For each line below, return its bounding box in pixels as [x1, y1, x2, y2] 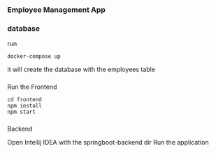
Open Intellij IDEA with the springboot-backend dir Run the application [7, 138, 209, 147]
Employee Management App [7, 5, 106, 15]
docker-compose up [7, 53, 61, 60]
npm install [7, 103, 42, 110]
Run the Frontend [7, 82, 57, 92]
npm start [7, 108, 36, 116]
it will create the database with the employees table [7, 65, 156, 74]
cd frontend [7, 96, 42, 103]
